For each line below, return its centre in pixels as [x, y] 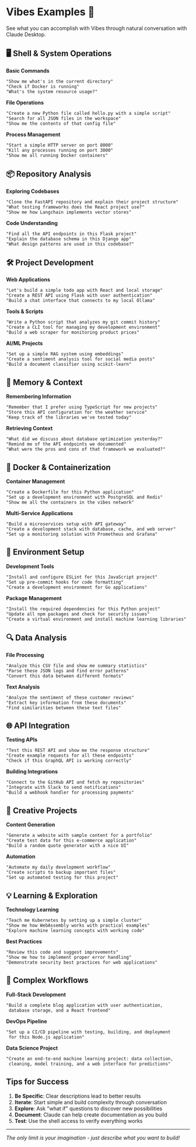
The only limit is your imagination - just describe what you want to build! [93, 1138]
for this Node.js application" [46, 1037]
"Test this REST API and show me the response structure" [78, 751]
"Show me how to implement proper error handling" [69, 958]
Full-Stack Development [36, 994]
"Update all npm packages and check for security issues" [78, 614]
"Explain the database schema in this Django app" [69, 239]
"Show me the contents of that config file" [61, 123]
